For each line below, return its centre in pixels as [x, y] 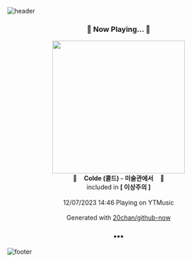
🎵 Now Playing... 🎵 [119, 29]
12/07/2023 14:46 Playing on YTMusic [119, 203]
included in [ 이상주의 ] [119, 187]
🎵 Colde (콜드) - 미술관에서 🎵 [119, 178]
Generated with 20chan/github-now [119, 218]
